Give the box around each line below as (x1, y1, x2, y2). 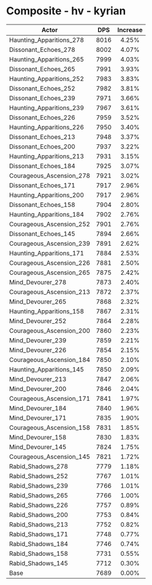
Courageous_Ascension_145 (9, 452, 91, 460)
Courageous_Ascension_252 (9, 219, 91, 228)
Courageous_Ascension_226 (9, 258, 91, 267)
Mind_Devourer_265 (9, 297, 67, 305)
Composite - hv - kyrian (6, 4, 126, 18)
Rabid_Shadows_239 (9, 481, 69, 490)
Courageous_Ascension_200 (9, 326, 91, 335)
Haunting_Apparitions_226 (9, 123, 85, 131)
